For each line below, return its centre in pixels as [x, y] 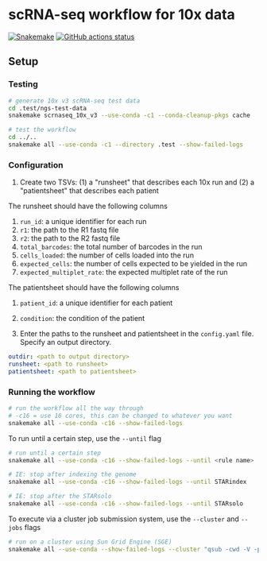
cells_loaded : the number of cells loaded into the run [107, 255]
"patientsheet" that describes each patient [89, 191]
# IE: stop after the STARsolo [60, 497]
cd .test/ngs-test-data [48, 108]
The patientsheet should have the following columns [94, 288]
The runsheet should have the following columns [88, 206]
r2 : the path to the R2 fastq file [70, 238]
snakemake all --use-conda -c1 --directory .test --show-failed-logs [126, 145]
